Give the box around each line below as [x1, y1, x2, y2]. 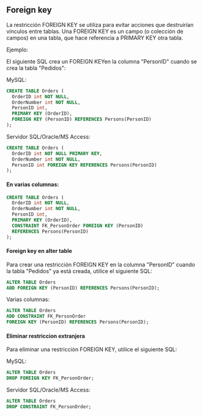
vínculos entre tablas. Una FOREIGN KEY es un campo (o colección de [6, 27, 183, 35]
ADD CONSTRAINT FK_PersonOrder [6, 313, 86, 319]
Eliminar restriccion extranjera [6, 332, 86, 340]
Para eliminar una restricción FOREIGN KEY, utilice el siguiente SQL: [6, 346, 177, 353]
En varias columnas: [6, 180, 59, 188]
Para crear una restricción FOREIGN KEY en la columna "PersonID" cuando [6, 261, 196, 268]
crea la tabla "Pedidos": [6, 64, 66, 71]
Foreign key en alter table [6, 247, 72, 255]
